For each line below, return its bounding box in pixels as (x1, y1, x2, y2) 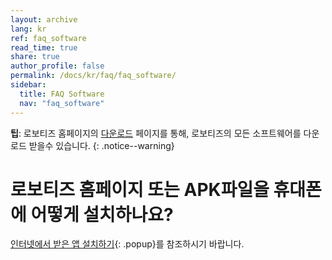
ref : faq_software (10, 33, 87, 43)
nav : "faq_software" (19, 98, 105, 108)
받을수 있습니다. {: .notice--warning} (28, 139, 175, 151)
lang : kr (10, 24, 47, 34)
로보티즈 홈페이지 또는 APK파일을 (10, 178, 270, 201)
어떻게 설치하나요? (30, 203, 174, 226)
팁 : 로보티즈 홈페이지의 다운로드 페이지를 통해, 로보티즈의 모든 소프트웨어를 (10, 127, 302, 139)
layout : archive (10, 14, 78, 25)
